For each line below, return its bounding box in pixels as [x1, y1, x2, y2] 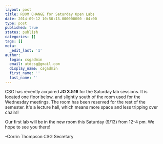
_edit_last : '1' [9, 48, 42, 53]
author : [5, 52, 21, 58]
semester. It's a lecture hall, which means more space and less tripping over [5, 104, 158, 110]
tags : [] [5, 39, 23, 44]
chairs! [5, 109, 19, 115]
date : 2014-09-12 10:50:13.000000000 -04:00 [5, 16, 97, 21]
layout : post [5, 7, 32, 12]
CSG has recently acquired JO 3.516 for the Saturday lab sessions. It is [5, 88, 148, 94]
